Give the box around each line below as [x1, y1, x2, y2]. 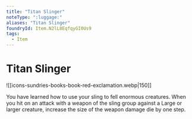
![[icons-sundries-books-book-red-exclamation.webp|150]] [6, 82, 152, 89]
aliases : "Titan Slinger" [6, 20, 70, 26]
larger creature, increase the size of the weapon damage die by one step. [6, 105, 186, 113]
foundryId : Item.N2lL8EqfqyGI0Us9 [6, 25, 92, 32]
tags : [6, 31, 20, 37]
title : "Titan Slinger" [6, 8, 65, 15]
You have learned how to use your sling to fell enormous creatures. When [6, 93, 186, 100]
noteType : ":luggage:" [6, 14, 62, 20]
